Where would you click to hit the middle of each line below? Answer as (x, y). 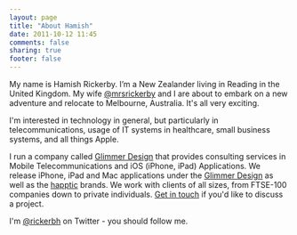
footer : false (36, 59)
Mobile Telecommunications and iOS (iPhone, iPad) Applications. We (135, 166)
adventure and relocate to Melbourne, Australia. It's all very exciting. (134, 103)
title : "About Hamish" (51, 26)
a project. (27, 204)
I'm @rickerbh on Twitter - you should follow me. (99, 221)
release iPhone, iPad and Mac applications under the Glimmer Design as (141, 175)
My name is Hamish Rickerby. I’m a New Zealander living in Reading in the (144, 84)
